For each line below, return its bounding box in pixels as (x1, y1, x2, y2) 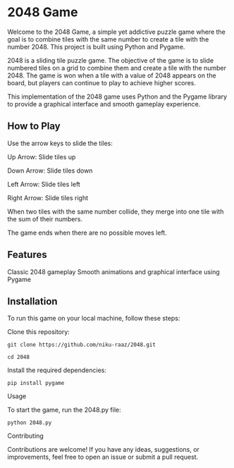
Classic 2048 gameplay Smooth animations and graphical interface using (7, 267, 220, 276)
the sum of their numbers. (7, 214, 83, 223)
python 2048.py (7, 419, 52, 426)
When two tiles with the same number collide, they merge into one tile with (7, 207, 224, 216)
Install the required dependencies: (7, 366, 107, 374)
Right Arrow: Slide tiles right (7, 193, 89, 202)
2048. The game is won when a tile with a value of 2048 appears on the (7, 71, 216, 80)
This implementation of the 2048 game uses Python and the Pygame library (7, 92, 228, 101)
